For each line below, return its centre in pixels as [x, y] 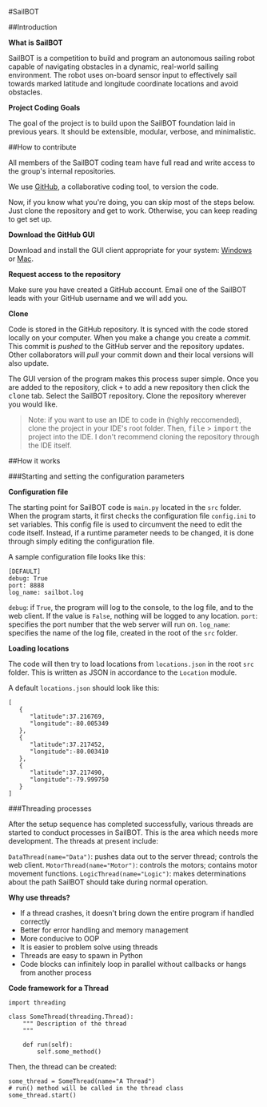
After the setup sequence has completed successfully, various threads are [131, 824]
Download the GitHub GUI [52, 235]
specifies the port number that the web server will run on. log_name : [119, 624]
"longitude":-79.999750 [69, 780]
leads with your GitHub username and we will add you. [98, 298]
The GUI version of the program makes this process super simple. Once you [133, 379]
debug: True [28, 579]
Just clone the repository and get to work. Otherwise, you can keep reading [133, 211]
